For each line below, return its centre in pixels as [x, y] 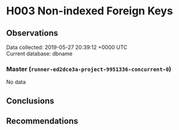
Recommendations [42, 121]
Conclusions [30, 100]
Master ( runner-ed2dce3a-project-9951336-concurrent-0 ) [89, 69]
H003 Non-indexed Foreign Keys [90, 11]
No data [16, 82]
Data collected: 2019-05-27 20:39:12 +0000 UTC [67, 47]
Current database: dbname [40, 54]
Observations [32, 33]
